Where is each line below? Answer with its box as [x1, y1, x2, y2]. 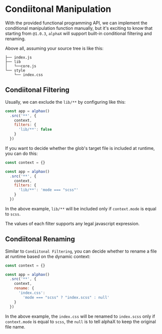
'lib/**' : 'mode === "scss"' [18, 188, 79, 193]
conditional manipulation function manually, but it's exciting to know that [5, 25, 153, 31]
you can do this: [5, 150, 38, 156]
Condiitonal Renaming [5, 235, 75, 244]
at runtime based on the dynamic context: [5, 253, 91, 259]
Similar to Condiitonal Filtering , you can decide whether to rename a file [5, 248, 157, 254]
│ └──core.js [5, 64, 37, 68]
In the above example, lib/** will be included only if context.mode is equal [5, 205, 157, 211]
